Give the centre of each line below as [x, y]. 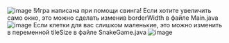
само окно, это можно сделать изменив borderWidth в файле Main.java [113, 18]
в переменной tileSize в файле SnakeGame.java [77, 32]
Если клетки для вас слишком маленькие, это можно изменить [128, 25]
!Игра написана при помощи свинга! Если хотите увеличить [122, 11]
